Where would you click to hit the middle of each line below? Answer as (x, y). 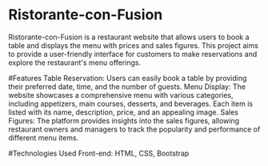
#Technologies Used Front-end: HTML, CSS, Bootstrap (99, 153)
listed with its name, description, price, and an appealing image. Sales (123, 112)
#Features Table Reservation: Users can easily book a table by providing (128, 78)
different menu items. (44, 137)
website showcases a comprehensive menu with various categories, (121, 95)
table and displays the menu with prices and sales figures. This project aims (133, 45)
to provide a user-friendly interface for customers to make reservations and (133, 54)
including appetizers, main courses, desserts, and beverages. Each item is (131, 103)
